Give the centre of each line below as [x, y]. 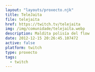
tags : [11, 57]
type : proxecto [21, 52]
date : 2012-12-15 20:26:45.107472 [42, 39]
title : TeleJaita [24, 15]
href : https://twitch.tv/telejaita [43, 24]
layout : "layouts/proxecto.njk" [39, 10]
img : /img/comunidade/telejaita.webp [45, 29]
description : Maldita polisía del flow [47, 33]
